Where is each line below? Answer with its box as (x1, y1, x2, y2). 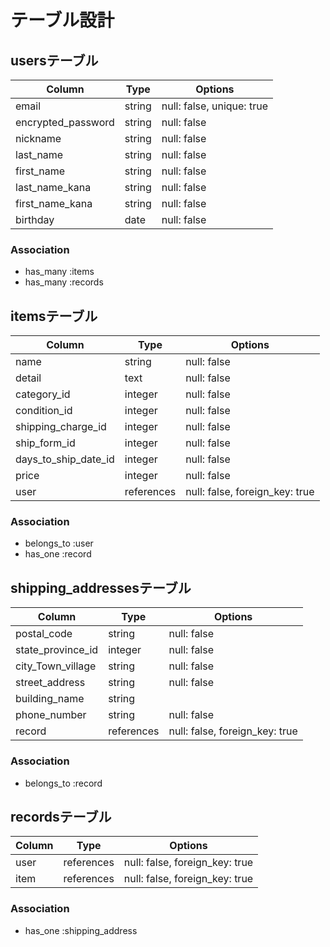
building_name (15, 692, 85, 706)
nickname (15, 132, 62, 145)
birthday (15, 213, 55, 226)
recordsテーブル (10, 808, 112, 825)
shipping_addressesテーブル (10, 579, 192, 596)
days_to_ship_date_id (15, 452, 115, 466)
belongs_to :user (24, 537, 94, 550)
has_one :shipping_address (24, 924, 138, 936)
